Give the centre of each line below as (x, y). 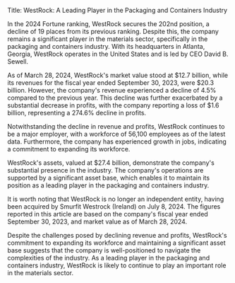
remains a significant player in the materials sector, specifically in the (108, 39)
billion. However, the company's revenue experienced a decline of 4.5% (112, 90)
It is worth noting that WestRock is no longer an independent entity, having (116, 199)
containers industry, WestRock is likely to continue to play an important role (117, 265)
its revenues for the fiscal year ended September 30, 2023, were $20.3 (110, 83)
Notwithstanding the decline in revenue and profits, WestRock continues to (116, 126)
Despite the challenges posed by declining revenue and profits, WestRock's (117, 235)
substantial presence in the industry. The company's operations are (106, 170)
